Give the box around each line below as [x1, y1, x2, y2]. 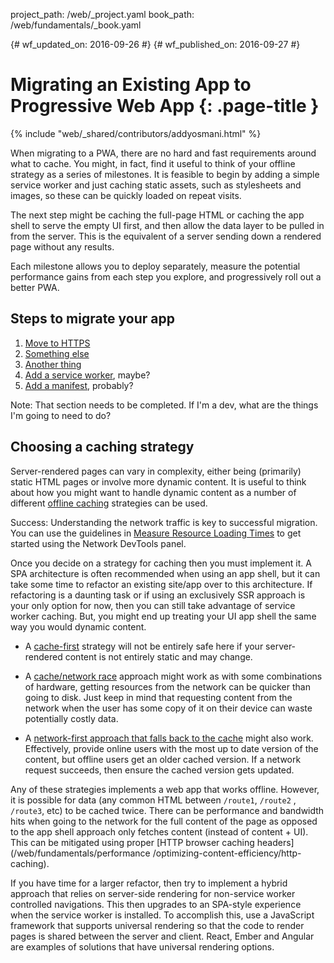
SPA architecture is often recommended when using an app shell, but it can [10, 567, 321, 579]
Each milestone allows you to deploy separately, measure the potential [10, 260, 301, 272]
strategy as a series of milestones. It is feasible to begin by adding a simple [10, 168, 320, 180]
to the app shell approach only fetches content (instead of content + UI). [10, 825, 309, 838]
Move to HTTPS [24, 337, 91, 349]
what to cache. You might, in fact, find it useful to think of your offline [10, 157, 296, 169]
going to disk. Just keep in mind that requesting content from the [24, 691, 293, 703]
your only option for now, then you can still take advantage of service [10, 599, 296, 611]
